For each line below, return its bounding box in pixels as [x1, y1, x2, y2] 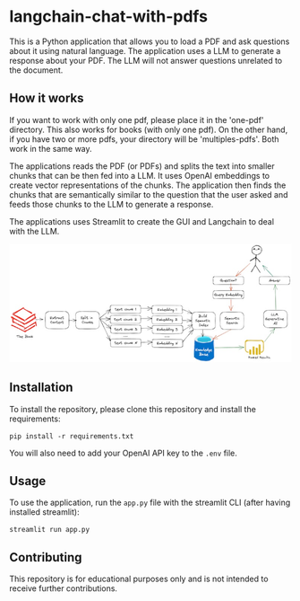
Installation [9, 380, 73, 395]
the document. [9, 65, 64, 75]
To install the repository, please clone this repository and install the [9, 403, 257, 414]
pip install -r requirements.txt [9, 431, 134, 441]
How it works [9, 91, 84, 106]
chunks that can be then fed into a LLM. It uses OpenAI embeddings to [9, 170, 270, 181]
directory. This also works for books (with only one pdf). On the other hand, [9, 124, 288, 135]
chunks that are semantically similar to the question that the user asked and [9, 189, 288, 199]
